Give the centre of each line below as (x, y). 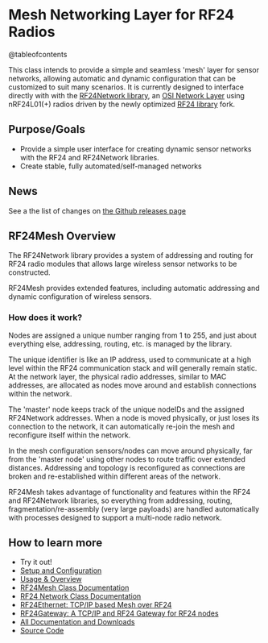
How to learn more (56, 543)
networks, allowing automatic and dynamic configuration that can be (122, 78)
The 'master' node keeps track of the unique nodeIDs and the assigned (126, 409)
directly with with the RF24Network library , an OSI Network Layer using (127, 95)
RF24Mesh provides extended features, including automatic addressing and (134, 288)
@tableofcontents (38, 54)
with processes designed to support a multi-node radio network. (115, 517)
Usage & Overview (51, 579)
